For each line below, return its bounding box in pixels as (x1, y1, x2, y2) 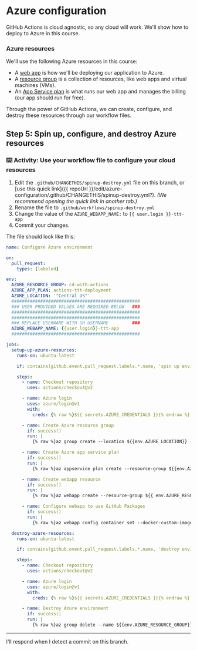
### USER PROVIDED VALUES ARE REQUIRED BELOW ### (11, 304, 141, 310)
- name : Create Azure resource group (21, 422, 114, 428)
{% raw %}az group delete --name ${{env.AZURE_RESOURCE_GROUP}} (32, 622, 193, 628)
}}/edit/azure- (89, 185, 123, 192)
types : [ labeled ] (16, 266, 59, 272)
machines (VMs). (14, 82, 56, 89)
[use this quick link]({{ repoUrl (14, 185, 88, 192)
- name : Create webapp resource (21, 476, 101, 483)
